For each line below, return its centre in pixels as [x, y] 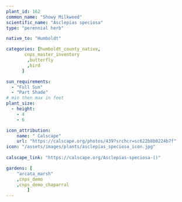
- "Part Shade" [30, 92]
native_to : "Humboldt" [34, 39]
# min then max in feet [35, 98]
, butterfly [40, 60]
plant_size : [20, 103]
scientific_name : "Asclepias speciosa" [55, 22]
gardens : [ [19, 168]
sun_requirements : [28, 82]
